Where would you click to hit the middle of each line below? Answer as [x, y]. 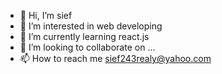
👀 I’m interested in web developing [91, 26]
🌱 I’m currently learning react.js [84, 36]
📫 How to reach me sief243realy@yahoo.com [115, 58]
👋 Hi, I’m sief [46, 15]
